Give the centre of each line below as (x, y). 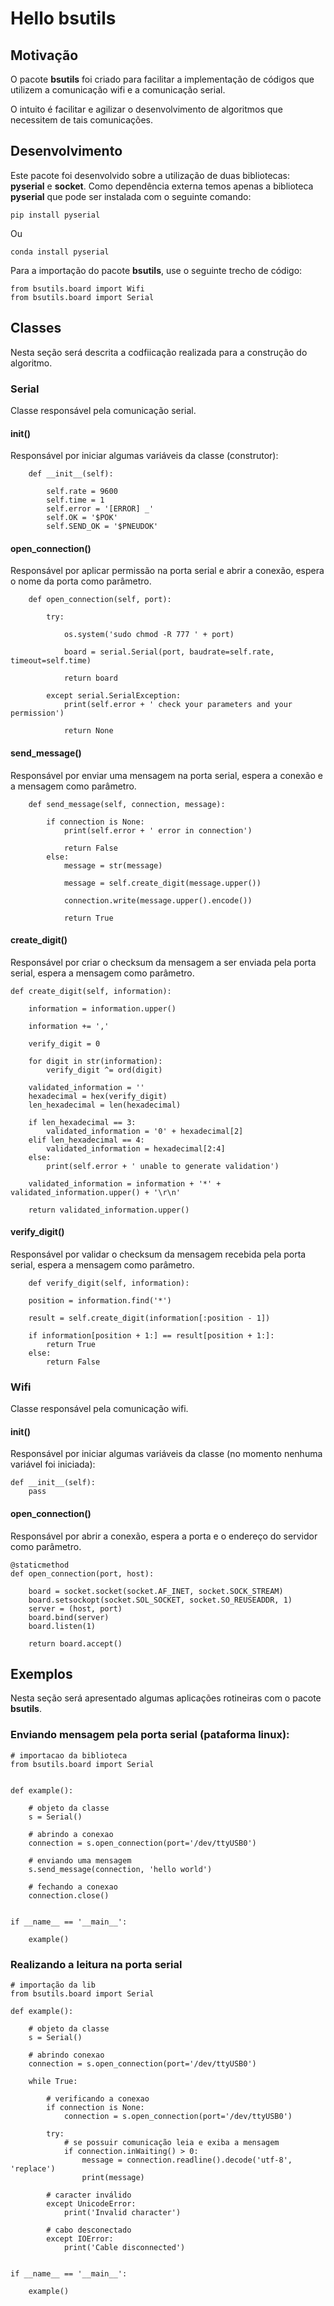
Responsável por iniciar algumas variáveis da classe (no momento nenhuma (166, 1454)
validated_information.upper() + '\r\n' (96, 1192)
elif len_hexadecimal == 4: (86, 1140)
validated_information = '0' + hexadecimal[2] (145, 1131)
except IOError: (80, 2239)
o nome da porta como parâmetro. (81, 581)
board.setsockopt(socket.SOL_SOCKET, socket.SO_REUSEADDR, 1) (160, 1600)
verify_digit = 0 (64, 1043)
